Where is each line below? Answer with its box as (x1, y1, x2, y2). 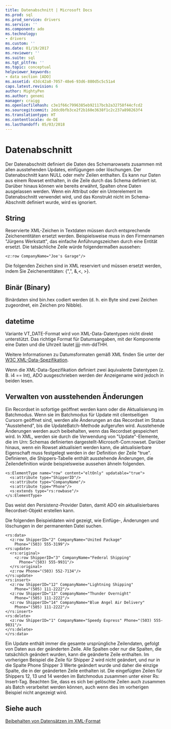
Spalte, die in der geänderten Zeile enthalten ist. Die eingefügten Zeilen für (5, 667, 163, 674)
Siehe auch (5, 704, 42, 713)
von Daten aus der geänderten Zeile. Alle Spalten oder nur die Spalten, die (5, 645, 162, 652)
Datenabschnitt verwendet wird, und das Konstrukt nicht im (5, 193, 130, 200)
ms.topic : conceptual (5, 65, 52, 70)
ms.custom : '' (5, 41, 36, 46)
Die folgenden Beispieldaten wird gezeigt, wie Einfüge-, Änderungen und (5, 517, 159, 523)
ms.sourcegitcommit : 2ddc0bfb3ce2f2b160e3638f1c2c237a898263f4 (5, 108, 143, 113)
